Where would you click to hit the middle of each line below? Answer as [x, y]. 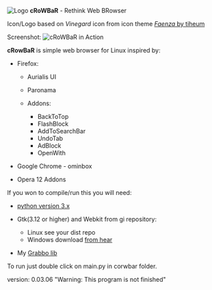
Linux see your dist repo [61, 232]
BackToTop [53, 117]
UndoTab [50, 138]
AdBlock [49, 146]
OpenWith [52, 153]
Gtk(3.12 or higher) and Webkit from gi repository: [87, 219]
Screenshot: [24, 37]
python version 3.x [43, 206]
